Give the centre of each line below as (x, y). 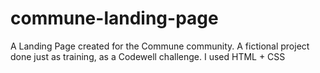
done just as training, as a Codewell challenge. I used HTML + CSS (148, 56)
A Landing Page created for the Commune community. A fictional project (160, 46)
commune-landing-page (114, 18)
